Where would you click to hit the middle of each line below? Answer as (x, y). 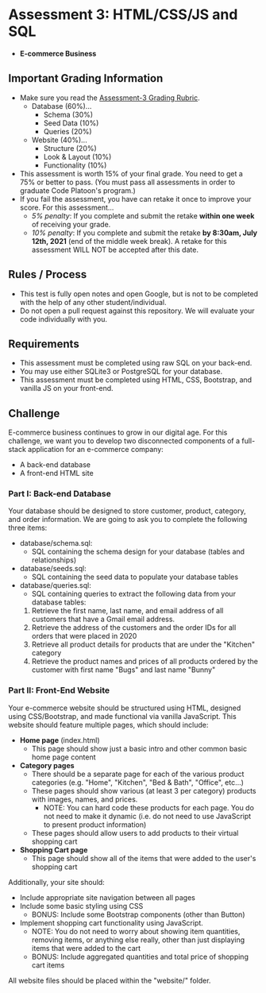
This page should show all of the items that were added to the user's (144, 858)
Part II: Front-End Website (59, 690)
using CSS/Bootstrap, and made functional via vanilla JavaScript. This (122, 716)
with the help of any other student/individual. (93, 302)
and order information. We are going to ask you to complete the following (128, 520)
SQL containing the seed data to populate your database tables (135, 577)
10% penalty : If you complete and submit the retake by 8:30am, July (145, 233)
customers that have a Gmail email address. (103, 619)
